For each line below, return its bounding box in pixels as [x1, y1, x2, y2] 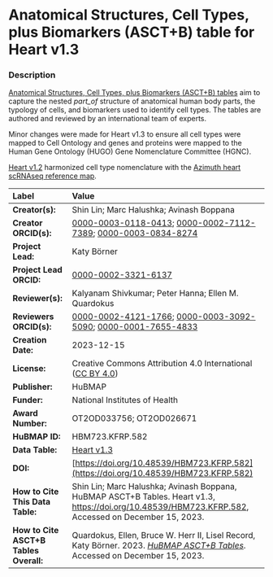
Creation [12, 334, 47, 346]
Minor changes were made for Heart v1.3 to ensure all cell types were [8, 129, 241, 139]
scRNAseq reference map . [8, 171, 97, 181]
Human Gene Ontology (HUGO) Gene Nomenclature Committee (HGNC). [8, 146, 252, 156]
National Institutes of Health [71, 395, 179, 406]
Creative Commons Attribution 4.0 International [71, 358, 253, 369]
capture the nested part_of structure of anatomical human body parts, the [8, 96, 256, 107]
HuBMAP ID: [12, 431, 61, 443]
